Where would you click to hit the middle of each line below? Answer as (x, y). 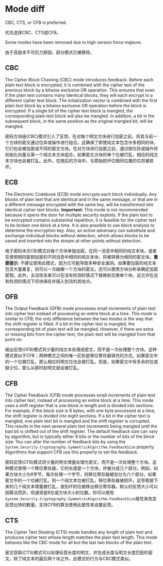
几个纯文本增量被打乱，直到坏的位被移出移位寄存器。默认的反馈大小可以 (86, 487)
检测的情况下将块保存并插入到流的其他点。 (52, 281)
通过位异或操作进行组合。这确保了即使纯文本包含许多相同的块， (94, 142)
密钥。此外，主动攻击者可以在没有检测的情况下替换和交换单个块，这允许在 (79, 275)
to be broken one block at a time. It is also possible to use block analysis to (80, 225)
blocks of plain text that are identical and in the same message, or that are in (81, 199)
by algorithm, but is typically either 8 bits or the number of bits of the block (80, 436)
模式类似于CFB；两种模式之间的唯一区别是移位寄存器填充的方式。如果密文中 (81, 356)
